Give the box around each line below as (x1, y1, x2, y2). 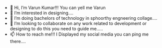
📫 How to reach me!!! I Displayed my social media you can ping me (9, 31, 149, 37)
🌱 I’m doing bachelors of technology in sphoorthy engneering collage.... (9, 15, 158, 21)
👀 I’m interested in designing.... (9, 10, 74, 16)
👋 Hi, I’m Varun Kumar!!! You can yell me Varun (9, 5, 106, 10)
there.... (9, 39, 26, 44)
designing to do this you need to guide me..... (9, 26, 103, 32)
